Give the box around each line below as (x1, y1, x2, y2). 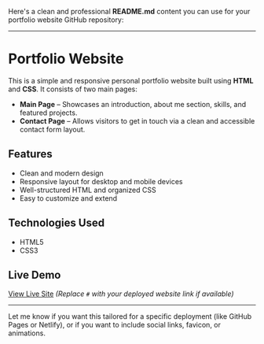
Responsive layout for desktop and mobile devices (19, 176, 183, 186)
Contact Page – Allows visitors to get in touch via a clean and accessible (19, 116, 255, 125)
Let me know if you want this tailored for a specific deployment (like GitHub (8, 312, 252, 321)
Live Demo (8, 268, 61, 282)
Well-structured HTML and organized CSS (19, 185, 156, 194)
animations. (8, 328, 46, 338)
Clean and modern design (19, 168, 104, 178)
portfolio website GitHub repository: (8, 15, 124, 24)
